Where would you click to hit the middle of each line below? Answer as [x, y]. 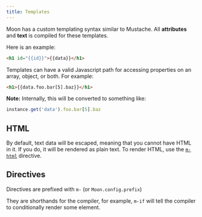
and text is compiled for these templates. [57, 35]
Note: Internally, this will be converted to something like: [76, 99]
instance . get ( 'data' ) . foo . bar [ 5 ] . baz [54, 110]
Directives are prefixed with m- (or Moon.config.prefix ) [74, 189]
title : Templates [28, 12]
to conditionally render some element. [53, 207]
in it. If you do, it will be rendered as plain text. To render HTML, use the [95, 149]
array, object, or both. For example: [50, 76]
